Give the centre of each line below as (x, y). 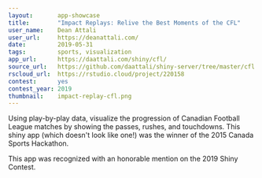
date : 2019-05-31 (50, 45)
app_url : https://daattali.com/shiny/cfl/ (88, 60)
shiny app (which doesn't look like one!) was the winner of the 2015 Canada (131, 135)
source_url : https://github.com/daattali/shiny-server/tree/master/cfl (132, 67)
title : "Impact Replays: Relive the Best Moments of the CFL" (125, 23)
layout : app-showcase (54, 15)
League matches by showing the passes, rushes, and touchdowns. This (124, 127)
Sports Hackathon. (39, 143)
